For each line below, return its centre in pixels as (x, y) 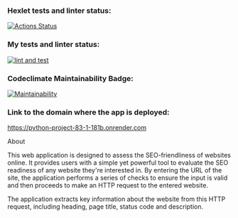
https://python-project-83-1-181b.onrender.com (77, 128)
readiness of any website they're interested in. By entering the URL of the (115, 170)
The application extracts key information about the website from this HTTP (117, 199)
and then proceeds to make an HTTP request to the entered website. (108, 185)
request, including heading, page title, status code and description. (106, 207)
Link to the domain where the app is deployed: (88, 112)
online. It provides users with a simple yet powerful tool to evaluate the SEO (118, 163)
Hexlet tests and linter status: (59, 11)
